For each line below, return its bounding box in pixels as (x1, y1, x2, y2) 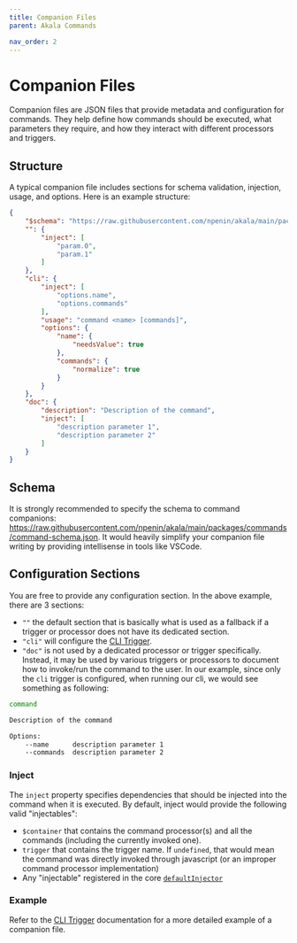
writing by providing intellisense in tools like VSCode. (9, 541, 202, 552)
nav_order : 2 (9, 37, 57, 46)
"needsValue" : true (72, 340, 144, 350)
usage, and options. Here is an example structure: (9, 191, 191, 202)
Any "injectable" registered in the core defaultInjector (21, 872, 224, 883)
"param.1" (56, 250, 93, 259)
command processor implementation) (21, 862, 159, 873)
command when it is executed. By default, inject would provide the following (9, 799, 287, 809)
